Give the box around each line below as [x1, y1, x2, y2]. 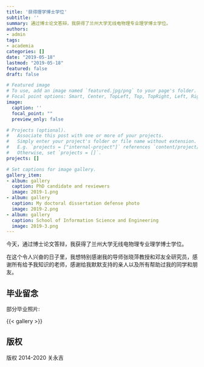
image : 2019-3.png [12, 223, 59, 229]
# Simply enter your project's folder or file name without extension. [6, 138, 197, 145]
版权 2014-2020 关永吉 [6, 354, 64, 361]
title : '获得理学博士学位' [6, 9, 67, 15]
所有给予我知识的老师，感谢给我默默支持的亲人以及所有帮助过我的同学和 [11, 261, 192, 268]
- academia [6, 43, 34, 49]
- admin [6, 32, 26, 38]
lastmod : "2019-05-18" [6, 60, 64, 66]
